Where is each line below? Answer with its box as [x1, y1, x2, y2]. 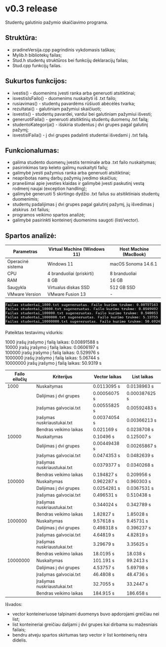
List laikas [131, 374, 154, 380]
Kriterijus [52, 374, 73, 380]
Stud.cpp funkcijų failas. [12, 62, 62, 68]
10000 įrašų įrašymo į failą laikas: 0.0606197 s [5, 344, 99, 350]
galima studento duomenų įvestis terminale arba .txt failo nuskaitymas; [12, 159, 157, 166]
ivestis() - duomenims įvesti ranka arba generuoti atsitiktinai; [12, 90, 136, 96]
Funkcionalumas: [5, 146, 59, 155]
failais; [12, 626, 26, 633]
